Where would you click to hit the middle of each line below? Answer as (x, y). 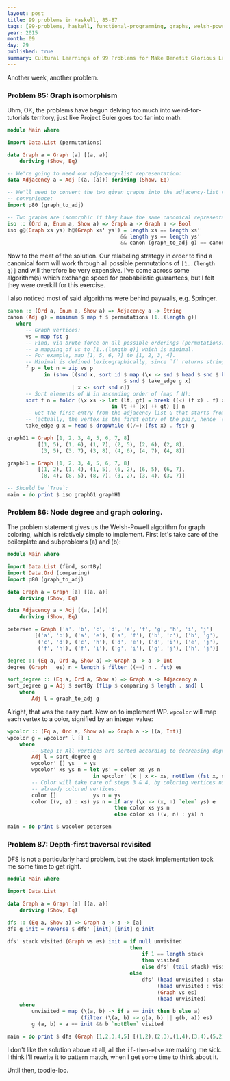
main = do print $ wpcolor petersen (59, 827)
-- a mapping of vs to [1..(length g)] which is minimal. (110, 349)
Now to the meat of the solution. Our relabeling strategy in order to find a (110, 256)
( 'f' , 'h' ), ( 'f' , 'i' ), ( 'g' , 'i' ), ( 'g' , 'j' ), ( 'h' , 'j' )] (128, 648)
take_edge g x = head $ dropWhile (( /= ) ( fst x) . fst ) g (110, 426)
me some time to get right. (44, 866)
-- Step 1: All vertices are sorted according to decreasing (121, 751)
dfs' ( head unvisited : (176, 980)
